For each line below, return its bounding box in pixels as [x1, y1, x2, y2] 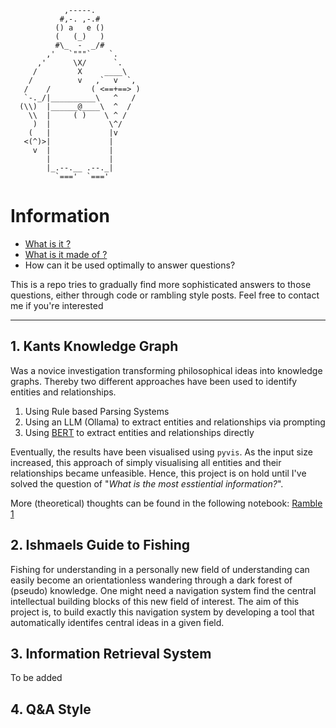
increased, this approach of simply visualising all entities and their [10, 456, 282, 468]
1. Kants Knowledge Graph [10, 338, 179, 355]
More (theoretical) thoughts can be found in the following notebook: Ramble [10, 497, 323, 509]
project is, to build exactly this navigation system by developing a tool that [10, 606, 315, 618]
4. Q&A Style [10, 701, 92, 718]
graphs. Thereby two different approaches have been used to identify [10, 375, 298, 387]
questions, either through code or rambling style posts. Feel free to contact [10, 289, 320, 301]
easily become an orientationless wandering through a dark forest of [10, 574, 293, 586]
